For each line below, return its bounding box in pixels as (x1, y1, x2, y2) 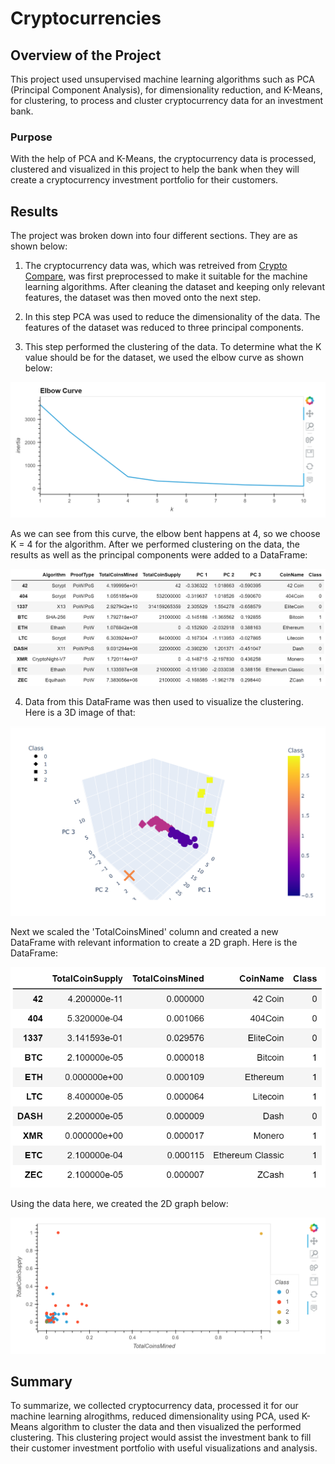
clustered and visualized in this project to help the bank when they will (10, 163, 300, 176)
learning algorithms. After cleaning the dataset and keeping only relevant (24, 281, 325, 293)
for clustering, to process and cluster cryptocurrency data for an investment (10, 95, 324, 106)
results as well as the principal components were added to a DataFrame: (10, 548, 308, 561)
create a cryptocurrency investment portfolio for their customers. (10, 174, 279, 186)
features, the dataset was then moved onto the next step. (24, 292, 262, 304)
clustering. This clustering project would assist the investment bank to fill (10, 1432, 312, 1444)
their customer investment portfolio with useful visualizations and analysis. (10, 1442, 318, 1454)
